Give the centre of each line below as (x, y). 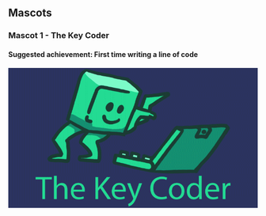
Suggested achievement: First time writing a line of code (103, 54)
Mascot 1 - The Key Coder (59, 36)
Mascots (30, 13)
